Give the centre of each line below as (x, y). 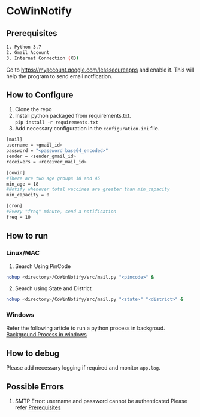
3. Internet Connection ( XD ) (43, 58)
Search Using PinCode (43, 266)
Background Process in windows (46, 334)
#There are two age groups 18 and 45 (53, 178)
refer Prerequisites (38, 407)
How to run (27, 236)
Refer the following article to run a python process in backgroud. (86, 328)
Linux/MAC (23, 253)
